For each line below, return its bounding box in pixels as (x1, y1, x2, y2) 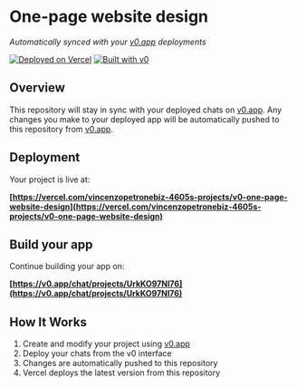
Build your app (9, 237, 93, 252)
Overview (9, 80, 66, 96)
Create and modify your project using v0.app (22, 338, 190, 350)
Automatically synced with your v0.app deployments (9, 36, 206, 47)
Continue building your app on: (9, 261, 125, 272)
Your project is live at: (9, 174, 91, 185)
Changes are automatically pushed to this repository (22, 358, 218, 369)
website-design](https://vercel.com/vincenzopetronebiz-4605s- (9, 201, 262, 212)
